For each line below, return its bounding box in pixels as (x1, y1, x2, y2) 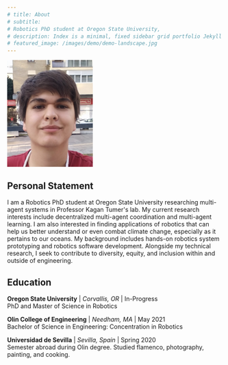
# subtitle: (7, 18, 41, 25)
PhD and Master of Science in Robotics (7, 302, 118, 310)
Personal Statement (7, 180, 94, 192)
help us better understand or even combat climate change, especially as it (7, 227, 216, 236)
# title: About (7, 11, 51, 18)
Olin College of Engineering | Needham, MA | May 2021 (7, 316, 166, 324)
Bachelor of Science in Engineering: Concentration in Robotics (7, 322, 183, 331)
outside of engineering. (7, 257, 73, 265)
